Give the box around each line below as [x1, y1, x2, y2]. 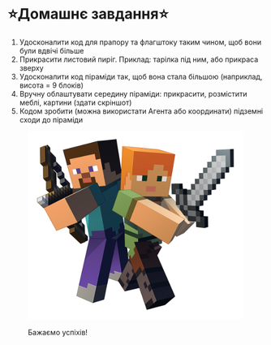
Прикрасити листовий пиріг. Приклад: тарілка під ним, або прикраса [19, 54, 259, 64]
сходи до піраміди [19, 114, 83, 124]
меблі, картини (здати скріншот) [19, 97, 132, 107]
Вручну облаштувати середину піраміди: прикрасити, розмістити [19, 88, 247, 98]
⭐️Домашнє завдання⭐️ [7, 5, 170, 24]
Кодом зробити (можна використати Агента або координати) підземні [19, 106, 264, 116]
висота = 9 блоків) [19, 80, 84, 90]
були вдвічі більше [19, 45, 84, 55]
